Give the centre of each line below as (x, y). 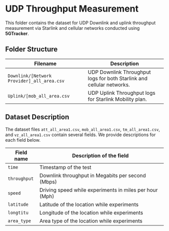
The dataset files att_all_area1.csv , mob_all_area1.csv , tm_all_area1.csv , (82, 129)
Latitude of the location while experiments (89, 204)
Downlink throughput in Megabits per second (93, 176)
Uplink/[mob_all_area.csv (39, 96)
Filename (45, 64)
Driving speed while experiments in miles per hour (99, 190)
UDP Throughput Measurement (72, 9)
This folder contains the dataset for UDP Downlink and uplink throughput (80, 23)
